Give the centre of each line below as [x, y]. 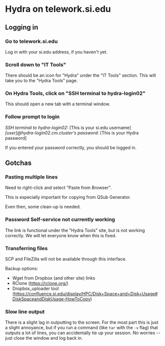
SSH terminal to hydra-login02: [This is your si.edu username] [68, 127]
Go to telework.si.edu [32, 41]
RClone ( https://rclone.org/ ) [40, 283]
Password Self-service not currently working [60, 220]
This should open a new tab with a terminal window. [58, 104]
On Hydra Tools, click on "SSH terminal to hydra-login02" [75, 94]
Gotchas [18, 163]
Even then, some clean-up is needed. [43, 207]
